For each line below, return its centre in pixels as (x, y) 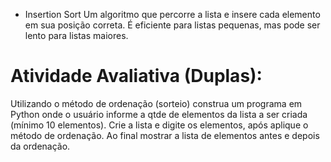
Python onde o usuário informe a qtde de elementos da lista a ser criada (159, 114)
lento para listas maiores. (76, 35)
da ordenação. (40, 146)
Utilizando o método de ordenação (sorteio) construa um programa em (156, 103)
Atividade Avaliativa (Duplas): (136, 76)
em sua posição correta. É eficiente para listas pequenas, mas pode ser (172, 25)
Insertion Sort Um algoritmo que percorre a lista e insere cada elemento (172, 14)
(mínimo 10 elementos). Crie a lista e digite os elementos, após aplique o (159, 125)
